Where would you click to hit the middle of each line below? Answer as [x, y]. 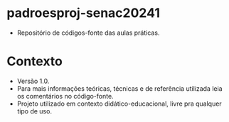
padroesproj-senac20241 [84, 13]
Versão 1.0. [33, 81]
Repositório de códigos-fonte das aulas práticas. [88, 33]
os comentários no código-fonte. [65, 96]
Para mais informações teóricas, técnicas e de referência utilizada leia [119, 88]
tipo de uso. [34, 111]
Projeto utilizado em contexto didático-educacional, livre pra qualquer [119, 104]
